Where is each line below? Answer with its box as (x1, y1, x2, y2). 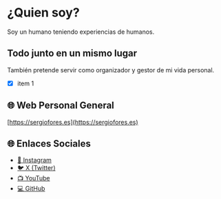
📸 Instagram (17, 156, 52, 165)
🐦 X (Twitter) (17, 164, 56, 172)
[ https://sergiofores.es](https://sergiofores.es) (7, 118, 139, 126)
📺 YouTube (17, 174, 50, 182)
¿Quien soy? (7, 5, 81, 21)
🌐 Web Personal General (7, 100, 115, 112)
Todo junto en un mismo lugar (7, 48, 138, 59)
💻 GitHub (17, 185, 45, 193)
